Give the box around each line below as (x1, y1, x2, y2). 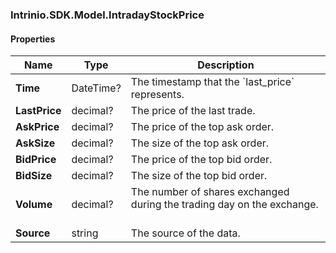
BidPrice (15, 153, 57, 167)
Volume (15, 198, 53, 212)
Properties (10, 33, 56, 45)
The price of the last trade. (130, 104, 256, 118)
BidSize (15, 169, 53, 183)
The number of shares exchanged (130, 185, 290, 199)
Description (197, 58, 255, 72)
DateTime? (71, 81, 122, 95)
